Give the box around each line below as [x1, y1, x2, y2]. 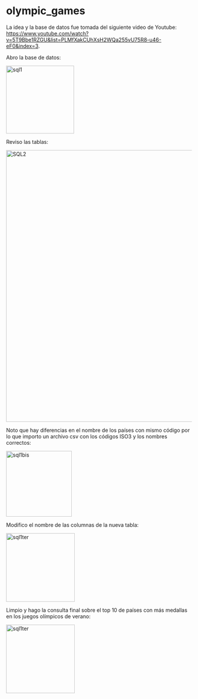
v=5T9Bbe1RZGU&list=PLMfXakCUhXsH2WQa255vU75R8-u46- [6, 36, 162, 43]
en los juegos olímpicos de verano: [6, 612, 91, 620]
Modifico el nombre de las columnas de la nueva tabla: [6, 521, 139, 529]
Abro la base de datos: [6, 54, 61, 61]
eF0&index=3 [6, 42, 39, 50]
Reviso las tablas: [6, 138, 49, 145]
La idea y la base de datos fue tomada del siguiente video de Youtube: [6, 24, 177, 31]
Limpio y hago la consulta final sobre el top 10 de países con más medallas [6, 606, 187, 613]
